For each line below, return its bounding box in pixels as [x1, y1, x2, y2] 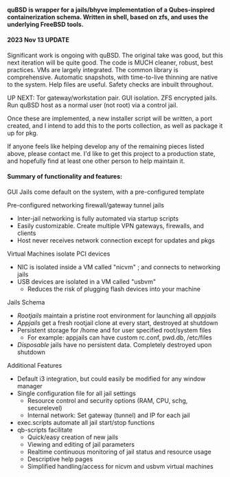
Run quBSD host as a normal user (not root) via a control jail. [7, 100, 179, 109]
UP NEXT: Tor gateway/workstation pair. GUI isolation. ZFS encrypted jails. [7, 93, 218, 102]
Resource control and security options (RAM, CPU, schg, [27, 397, 188, 405]
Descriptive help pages [27, 455, 93, 463]
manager [16, 382, 43, 390]
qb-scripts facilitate [16, 426, 73, 434]
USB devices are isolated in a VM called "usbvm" [16, 278, 157, 285]
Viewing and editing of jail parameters [27, 441, 135, 448]
